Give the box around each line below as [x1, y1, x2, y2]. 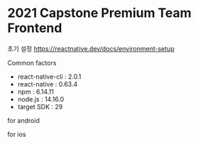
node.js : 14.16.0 [17, 94, 65, 104]
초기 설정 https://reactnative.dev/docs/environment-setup [7, 44, 175, 52]
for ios [7, 130, 26, 138]
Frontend [7, 20, 62, 36]
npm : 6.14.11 [17, 87, 55, 96]
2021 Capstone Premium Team [7, 5, 192, 21]
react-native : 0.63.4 [17, 79, 78, 88]
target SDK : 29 [17, 102, 63, 111]
